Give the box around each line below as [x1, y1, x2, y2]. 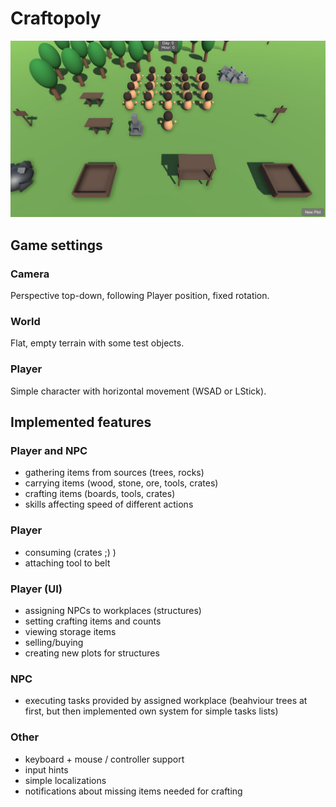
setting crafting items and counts [24, 615, 162, 627]
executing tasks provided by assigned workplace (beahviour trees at [24, 695, 308, 707]
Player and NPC [10, 444, 88, 458]
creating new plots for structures [24, 647, 160, 659]
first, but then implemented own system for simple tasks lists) [24, 705, 279, 717]
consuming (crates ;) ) [24, 546, 117, 558]
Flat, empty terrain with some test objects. [10, 337, 185, 349]
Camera [10, 267, 50, 281]
